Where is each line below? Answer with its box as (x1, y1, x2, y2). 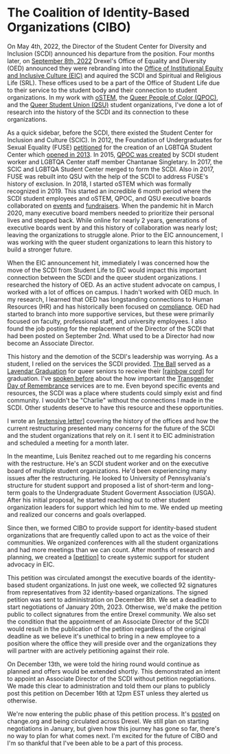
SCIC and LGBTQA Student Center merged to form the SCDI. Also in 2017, (7, 165, 215, 173)
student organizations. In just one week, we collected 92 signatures (26, 581, 218, 589)
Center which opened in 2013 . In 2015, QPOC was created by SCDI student (7, 150, 219, 159)
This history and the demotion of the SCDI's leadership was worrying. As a (7, 352, 218, 360)
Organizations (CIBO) (7, 19, 132, 35)
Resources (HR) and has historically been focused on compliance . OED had (7, 302, 220, 311)
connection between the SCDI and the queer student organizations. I (7, 273, 201, 281)
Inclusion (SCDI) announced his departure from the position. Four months (7, 49, 215, 58)
